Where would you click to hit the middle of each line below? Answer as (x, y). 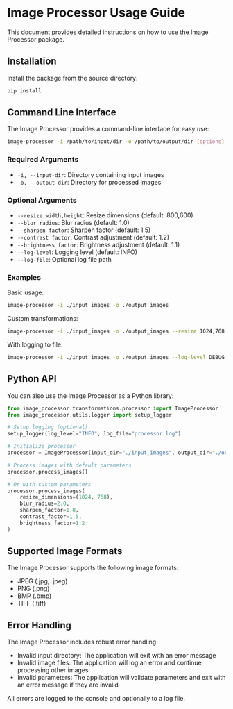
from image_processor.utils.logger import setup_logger (89, 415)
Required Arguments (43, 160)
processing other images (53, 670)
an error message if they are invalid (68, 685)
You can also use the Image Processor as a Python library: (90, 395)
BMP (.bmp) (34, 596)
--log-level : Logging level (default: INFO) (77, 252)
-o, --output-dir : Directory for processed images (89, 182)
